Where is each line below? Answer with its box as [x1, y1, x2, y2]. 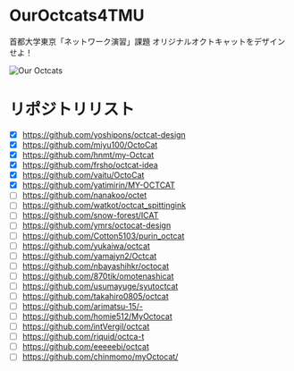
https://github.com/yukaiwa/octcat [21, 240, 150, 251]
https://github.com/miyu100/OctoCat [21, 139, 158, 150]
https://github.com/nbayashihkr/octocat [21, 260, 170, 271]
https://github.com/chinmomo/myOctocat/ [21, 351, 179, 362]
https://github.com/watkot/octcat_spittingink [21, 200, 186, 211]
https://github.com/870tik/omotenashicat [21, 270, 174, 282]
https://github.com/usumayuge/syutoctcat [21, 281, 179, 291]
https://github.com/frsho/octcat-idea [21, 160, 158, 171]
